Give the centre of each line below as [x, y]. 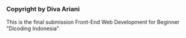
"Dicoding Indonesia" [33, 28]
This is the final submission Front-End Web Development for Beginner [93, 22]
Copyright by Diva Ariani [43, 9]
